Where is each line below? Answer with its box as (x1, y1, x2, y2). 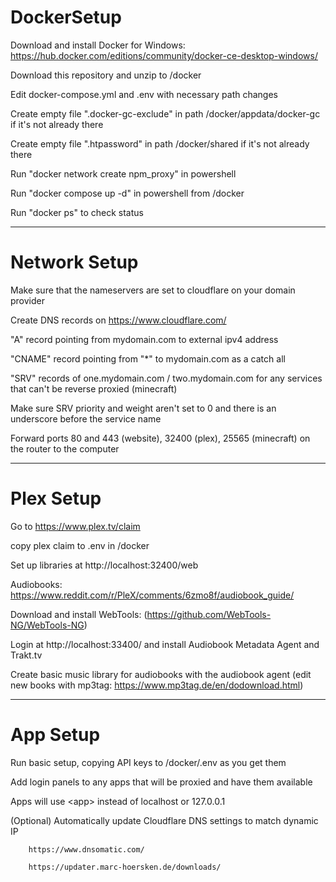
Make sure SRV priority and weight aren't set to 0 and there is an (10, 402, 277, 414)
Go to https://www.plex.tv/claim (10, 520, 141, 532)
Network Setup (10, 251, 139, 274)
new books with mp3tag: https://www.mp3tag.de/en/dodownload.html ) (10, 679, 304, 691)
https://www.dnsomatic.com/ (28, 844, 145, 855)
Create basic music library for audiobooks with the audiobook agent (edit (10, 668, 312, 680)
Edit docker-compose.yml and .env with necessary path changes (10, 88, 279, 100)
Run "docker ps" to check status (10, 206, 144, 218)
